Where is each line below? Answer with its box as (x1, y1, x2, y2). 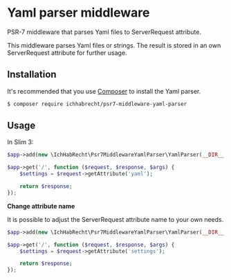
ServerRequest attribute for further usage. (7, 49, 127, 57)
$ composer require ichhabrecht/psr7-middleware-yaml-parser (7, 100, 187, 107)
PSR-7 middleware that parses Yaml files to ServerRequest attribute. (7, 28, 202, 36)
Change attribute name (7, 202, 75, 210)
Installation (7, 69, 57, 80)
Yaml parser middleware (7, 5, 150, 21)
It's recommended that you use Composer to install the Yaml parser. (7, 87, 201, 95)
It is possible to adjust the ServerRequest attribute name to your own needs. (7, 215, 224, 223)
